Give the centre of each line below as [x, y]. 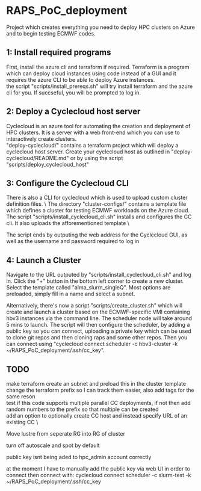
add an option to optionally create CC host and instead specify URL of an [97, 415]
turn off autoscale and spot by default [53, 445]
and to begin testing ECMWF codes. [51, 33]
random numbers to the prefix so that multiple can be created [82, 409]
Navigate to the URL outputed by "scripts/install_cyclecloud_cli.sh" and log [99, 275]
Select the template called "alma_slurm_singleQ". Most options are [88, 288]
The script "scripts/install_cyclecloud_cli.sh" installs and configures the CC [99, 217]
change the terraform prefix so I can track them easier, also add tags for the [100, 390]
